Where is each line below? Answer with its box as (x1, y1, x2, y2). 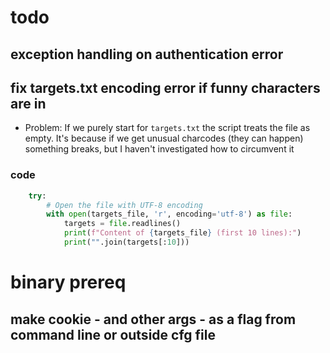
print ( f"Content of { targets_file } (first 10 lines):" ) (63, 228, 302, 238)
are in (10, 95, 47, 112)
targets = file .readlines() (63, 219, 182, 229)
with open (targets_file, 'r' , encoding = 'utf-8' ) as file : (46, 209, 293, 220)
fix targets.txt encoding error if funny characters (10, 79, 321, 96)
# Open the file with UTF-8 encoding (46, 200, 203, 210)
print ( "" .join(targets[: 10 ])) (63, 237, 190, 248)
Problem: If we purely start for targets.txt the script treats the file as (24, 122, 311, 134)
